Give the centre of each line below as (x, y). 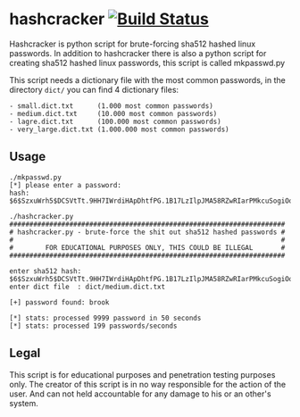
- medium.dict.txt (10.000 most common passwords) (113, 113)
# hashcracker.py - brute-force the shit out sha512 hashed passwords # (147, 232)
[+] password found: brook (59, 302)
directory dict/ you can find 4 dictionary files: (94, 89)
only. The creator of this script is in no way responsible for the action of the (148, 384)
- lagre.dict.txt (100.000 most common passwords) (115, 121)
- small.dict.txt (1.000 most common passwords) (112, 106)
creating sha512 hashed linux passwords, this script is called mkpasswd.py (147, 63)
